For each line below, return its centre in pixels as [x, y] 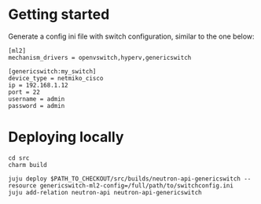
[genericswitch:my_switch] [52, 71]
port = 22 [24, 92]
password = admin [37, 106]
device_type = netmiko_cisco [56, 78]
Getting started [59, 15]
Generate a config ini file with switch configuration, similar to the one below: [131, 36]
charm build [28, 165]
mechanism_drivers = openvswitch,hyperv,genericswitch [100, 57]
